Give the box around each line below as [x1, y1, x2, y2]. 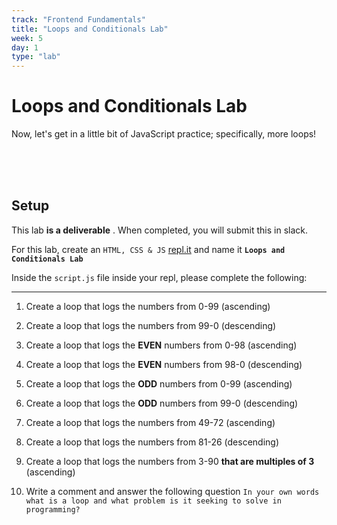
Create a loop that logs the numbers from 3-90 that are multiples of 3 [25, 455, 315, 467]
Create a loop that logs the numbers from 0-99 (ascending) [25, 300, 271, 312]
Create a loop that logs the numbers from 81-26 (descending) [25, 436, 280, 448]
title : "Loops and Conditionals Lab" [11, 24, 169, 34]
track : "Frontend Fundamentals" [11, 14, 146, 25]
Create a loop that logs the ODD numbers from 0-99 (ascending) [25, 377, 293, 390]
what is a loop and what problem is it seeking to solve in [25, 496, 282, 506]
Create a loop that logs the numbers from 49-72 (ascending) [25, 416, 276, 428]
